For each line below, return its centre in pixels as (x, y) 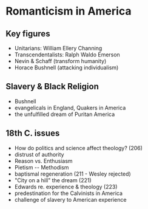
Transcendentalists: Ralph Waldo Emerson (67, 55)
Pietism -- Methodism (42, 167)
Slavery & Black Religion (52, 87)
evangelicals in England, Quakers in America (70, 108)
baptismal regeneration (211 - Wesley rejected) (72, 174)
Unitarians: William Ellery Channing (58, 48)
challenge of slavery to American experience (70, 199)
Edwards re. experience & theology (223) (66, 187)
